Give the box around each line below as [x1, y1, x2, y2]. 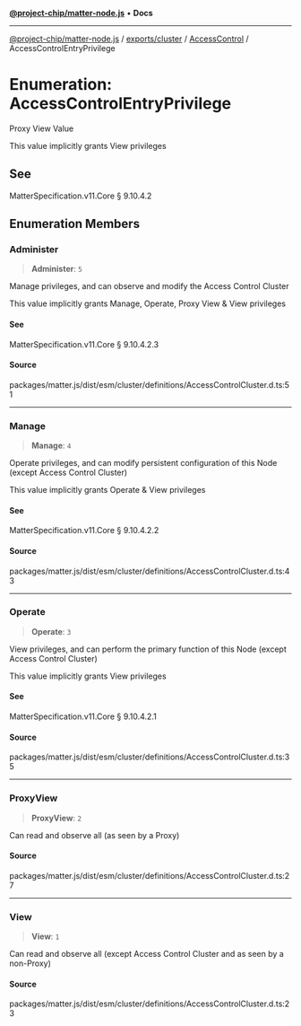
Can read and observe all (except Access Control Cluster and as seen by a [9, 949, 284, 960]
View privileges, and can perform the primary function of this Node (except [9, 644, 287, 654]
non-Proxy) [9, 958, 52, 969]
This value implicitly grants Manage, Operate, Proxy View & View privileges [9, 298, 287, 309]
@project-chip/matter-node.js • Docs [9, 8, 154, 18]
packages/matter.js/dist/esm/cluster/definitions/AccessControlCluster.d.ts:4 [9, 566, 290, 576]
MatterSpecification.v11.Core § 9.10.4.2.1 [9, 711, 157, 722]
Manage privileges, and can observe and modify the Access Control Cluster [9, 281, 289, 292]
